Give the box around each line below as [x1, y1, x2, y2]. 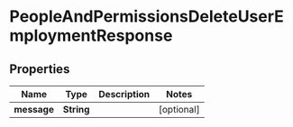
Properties [9, 61, 70, 77]
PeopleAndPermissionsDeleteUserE [9, 6, 284, 27]
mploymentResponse [9, 25, 173, 46]
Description [98, 88, 151, 100]
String [62, 104, 90, 115]
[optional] [158, 104, 200, 115]
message [14, 104, 54, 115]
